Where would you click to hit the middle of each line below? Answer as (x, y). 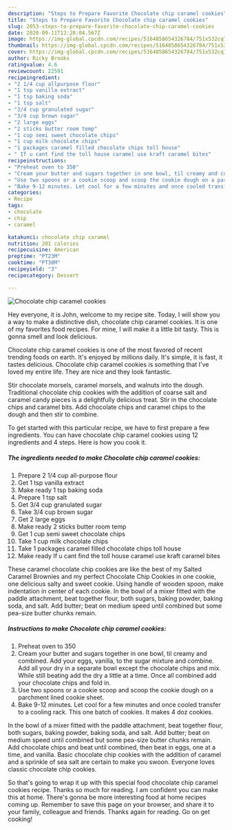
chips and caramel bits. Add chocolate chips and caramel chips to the (107, 407)
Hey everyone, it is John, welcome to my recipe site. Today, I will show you (114, 315)
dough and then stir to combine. (53, 414)
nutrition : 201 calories (43, 244)
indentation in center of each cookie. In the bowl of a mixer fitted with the (112, 591)
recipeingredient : (34, 77)
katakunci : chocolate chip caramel (59, 237)
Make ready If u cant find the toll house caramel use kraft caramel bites (119, 555)
